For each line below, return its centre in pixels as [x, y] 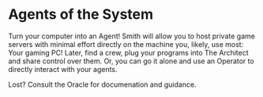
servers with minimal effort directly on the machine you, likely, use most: [126, 44]
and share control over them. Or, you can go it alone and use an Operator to [131, 61]
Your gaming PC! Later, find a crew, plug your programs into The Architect [128, 52]
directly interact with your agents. [63, 69]
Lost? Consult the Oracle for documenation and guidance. [102, 84]
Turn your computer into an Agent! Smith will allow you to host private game [131, 36]
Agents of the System [81, 14]
